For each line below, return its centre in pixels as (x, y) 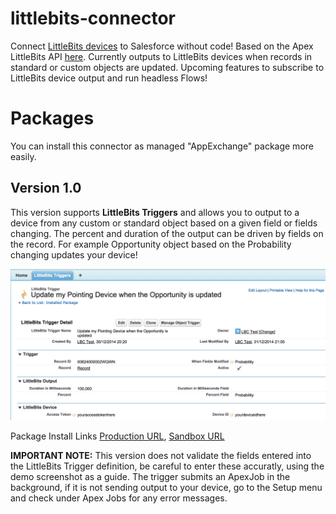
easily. (23, 156)
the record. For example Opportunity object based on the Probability (151, 244)
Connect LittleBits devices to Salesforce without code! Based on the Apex (162, 46)
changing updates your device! (74, 254)
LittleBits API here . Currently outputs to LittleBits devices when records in (161, 56)
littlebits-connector (93, 18)
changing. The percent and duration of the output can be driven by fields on (167, 233)
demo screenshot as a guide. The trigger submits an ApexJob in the (150, 476)
